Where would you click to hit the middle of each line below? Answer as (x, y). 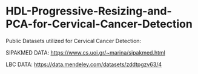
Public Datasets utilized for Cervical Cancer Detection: (74, 41)
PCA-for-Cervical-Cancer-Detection (99, 24)
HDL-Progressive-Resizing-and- (89, 11)
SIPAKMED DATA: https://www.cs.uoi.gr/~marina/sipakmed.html (86, 52)
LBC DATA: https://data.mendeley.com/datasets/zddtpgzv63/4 (84, 64)
